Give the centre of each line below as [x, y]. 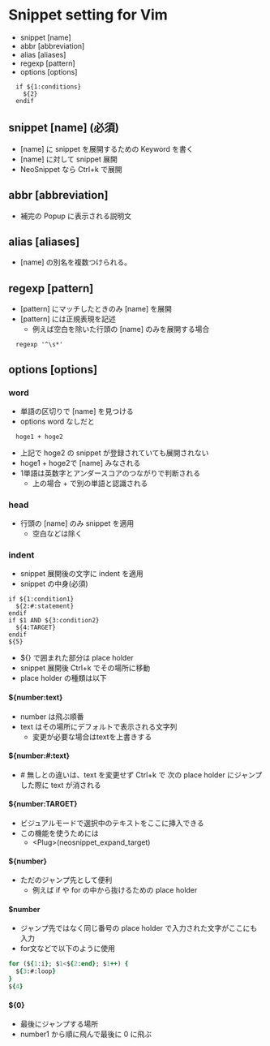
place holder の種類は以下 [63, 678]
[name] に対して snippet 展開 [69, 159]
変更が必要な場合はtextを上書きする [92, 737]
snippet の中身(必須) [54, 584]
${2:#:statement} [45, 606]
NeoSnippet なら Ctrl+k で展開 [71, 169]
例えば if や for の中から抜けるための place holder [115, 890]
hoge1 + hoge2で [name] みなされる [80, 463]
